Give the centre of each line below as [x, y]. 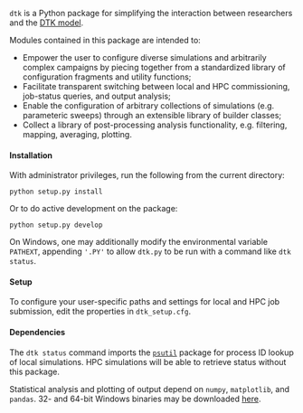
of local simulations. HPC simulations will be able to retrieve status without [148, 361]
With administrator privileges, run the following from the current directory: [147, 175]
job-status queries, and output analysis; [96, 96]
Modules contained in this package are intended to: [105, 40]
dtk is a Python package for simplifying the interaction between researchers [151, 13]
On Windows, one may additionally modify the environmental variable [139, 242]
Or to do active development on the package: [94, 209]
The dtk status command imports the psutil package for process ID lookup [151, 352]
